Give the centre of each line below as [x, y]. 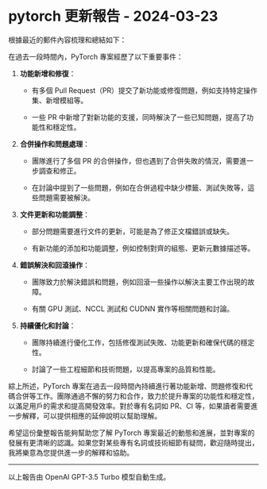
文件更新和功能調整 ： [54, 214]
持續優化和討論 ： [48, 325]
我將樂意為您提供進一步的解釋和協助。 [71, 452]
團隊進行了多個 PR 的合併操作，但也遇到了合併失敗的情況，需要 [135, 160]
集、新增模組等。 [60, 100]
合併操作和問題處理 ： [54, 144]
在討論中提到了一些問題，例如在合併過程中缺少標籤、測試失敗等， [139, 187]
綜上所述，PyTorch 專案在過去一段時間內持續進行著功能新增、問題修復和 [127, 386]
